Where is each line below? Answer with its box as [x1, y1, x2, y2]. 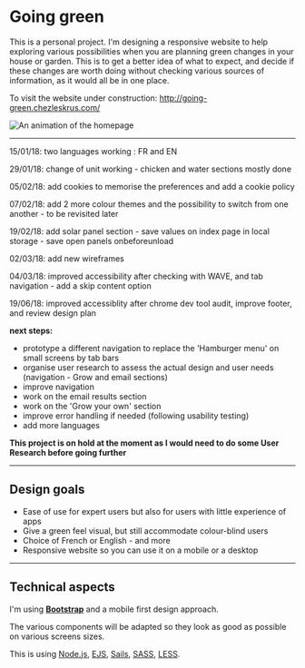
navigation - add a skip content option [9, 280, 152, 291]
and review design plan [9, 307, 97, 319]
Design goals [9, 482, 85, 497]
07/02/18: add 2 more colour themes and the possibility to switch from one [9, 198, 289, 210]
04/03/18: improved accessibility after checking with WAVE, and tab [9, 270, 263, 281]
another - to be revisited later [9, 208, 119, 219]
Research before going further [9, 447, 127, 457]
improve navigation [22, 381, 95, 392]
